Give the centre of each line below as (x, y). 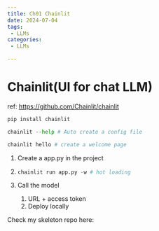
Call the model (38, 185)
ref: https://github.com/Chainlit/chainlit (63, 106)
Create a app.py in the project (60, 157)
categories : (25, 40)
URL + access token (57, 199)
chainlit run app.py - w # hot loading (74, 172)
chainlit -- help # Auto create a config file (75, 132)
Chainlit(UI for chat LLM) (80, 87)
